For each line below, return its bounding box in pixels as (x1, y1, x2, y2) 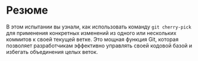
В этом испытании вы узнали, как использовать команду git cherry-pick (6, 23, 191, 30)
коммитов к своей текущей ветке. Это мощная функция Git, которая (6, 36, 179, 43)
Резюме (6, 4, 48, 17)
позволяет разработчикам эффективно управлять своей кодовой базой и (6, 42, 193, 49)
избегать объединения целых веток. (6, 48, 99, 55)
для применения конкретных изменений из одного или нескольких (6, 29, 177, 36)
